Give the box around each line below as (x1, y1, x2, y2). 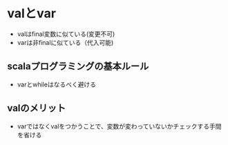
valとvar (7, 6, 57, 21)
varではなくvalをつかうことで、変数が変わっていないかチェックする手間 (17, 122, 222, 130)
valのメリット (7, 102, 66, 114)
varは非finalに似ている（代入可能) (17, 38, 114, 46)
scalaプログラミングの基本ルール (7, 61, 149, 72)
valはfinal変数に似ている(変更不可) (17, 30, 115, 38)
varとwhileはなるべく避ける (17, 80, 97, 88)
